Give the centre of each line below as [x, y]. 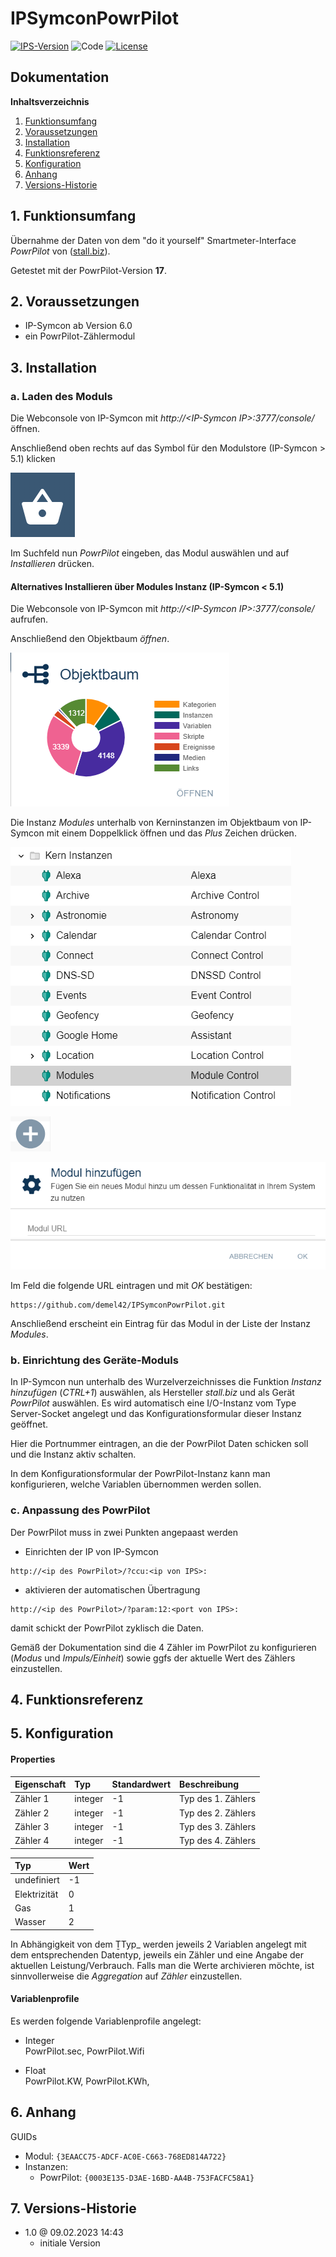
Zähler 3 [32, 1826]
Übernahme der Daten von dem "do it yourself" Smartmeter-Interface [153, 240]
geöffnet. [29, 1424]
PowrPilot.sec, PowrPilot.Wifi [84, 2051]
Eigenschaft [40, 1784]
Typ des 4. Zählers [218, 1840]
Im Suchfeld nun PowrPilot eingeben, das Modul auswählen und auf [150, 553]
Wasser [30, 1921]
